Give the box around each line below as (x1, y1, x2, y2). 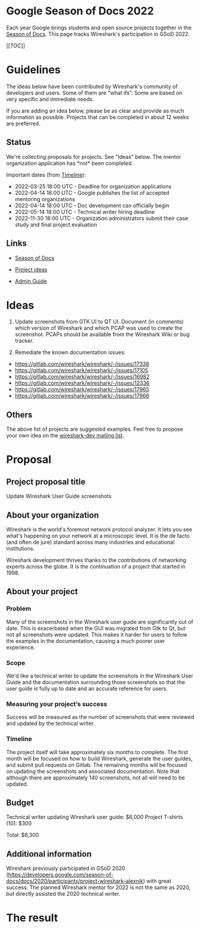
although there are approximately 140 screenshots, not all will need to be (6, 774, 185, 781)
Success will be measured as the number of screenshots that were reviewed (6, 714, 195, 721)
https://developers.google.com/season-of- (8, 871, 113, 878)
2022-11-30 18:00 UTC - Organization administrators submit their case (14, 214, 189, 222)
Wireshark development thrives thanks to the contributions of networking (6, 557, 186, 564)
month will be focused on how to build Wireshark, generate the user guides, (6, 755, 193, 762)
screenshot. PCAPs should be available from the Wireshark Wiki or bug (14, 331, 190, 338)
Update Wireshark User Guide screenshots (6, 492, 112, 500)
